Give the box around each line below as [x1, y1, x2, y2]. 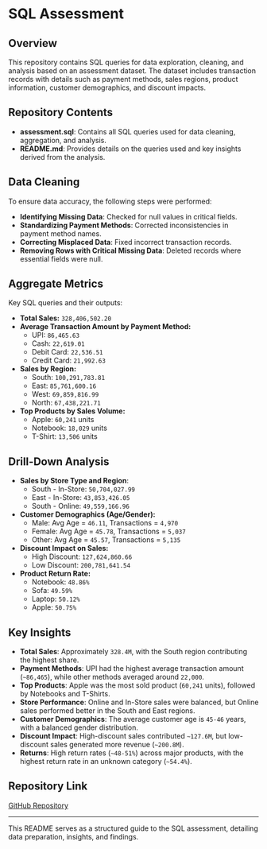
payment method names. [19, 228, 102, 238]
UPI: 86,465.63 [31, 331, 80, 340]
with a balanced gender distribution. [19, 723, 139, 732]
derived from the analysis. [19, 152, 106, 161]
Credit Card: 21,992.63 [31, 355, 106, 366]
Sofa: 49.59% [31, 586, 73, 595]
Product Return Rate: [19, 569, 91, 579]
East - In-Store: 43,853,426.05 [31, 493, 130, 502]
